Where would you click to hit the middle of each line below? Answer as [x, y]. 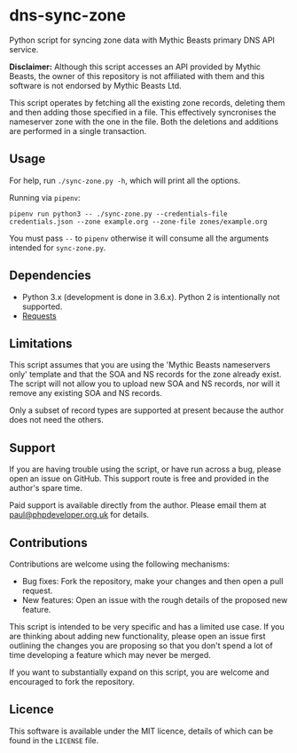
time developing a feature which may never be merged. [110, 655]
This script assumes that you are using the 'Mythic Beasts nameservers [140, 365]
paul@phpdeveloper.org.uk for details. [79, 515]
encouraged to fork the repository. [72, 682]
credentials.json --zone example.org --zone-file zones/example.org [138, 222]
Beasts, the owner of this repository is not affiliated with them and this [137, 75]
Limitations [41, 343]
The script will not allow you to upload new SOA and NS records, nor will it [145, 384]
